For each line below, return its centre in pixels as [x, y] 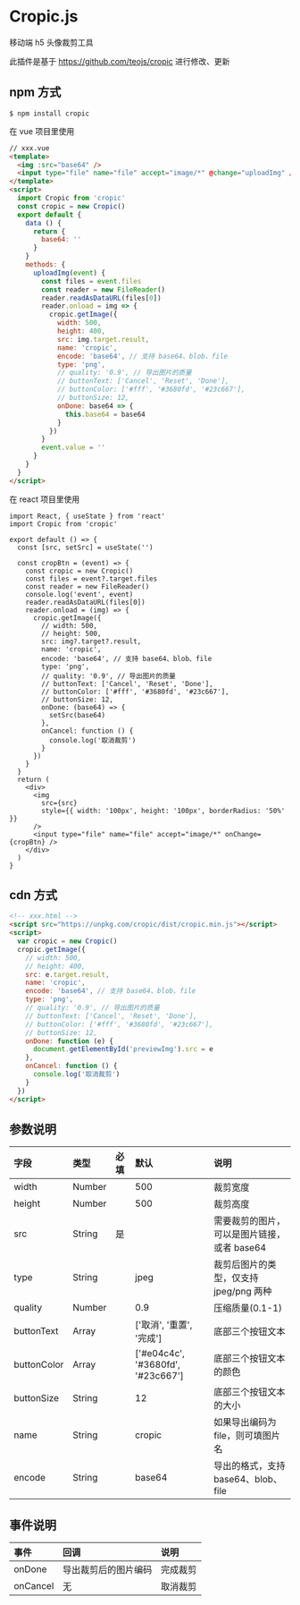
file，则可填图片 [247, 1436]
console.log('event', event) [79, 594]
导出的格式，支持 [250, 1466]
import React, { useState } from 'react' [87, 516]
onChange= [243, 834]
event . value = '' [73, 448]
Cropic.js [44, 17]
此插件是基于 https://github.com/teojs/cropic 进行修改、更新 [120, 61]
